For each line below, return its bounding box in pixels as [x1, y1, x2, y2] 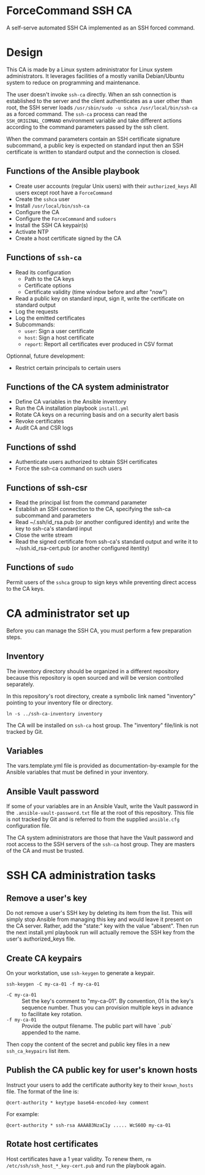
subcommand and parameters [15, 512, 92, 519]
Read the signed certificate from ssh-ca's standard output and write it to [15, 537, 198, 545]
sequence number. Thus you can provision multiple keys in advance [21, 1004, 193, 1011]
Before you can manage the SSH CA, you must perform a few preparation [6, 626, 192, 634]
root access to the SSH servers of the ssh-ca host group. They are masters [6, 841, 195, 848]
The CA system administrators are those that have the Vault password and [6, 834, 194, 841]
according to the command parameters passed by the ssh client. [6, 123, 170, 131]
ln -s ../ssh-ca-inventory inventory [6, 711, 103, 717]
